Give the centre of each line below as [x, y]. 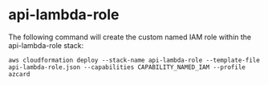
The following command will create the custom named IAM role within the [130, 37]
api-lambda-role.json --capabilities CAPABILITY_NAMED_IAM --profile [127, 67]
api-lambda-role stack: [46, 45]
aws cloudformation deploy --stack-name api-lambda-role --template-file [134, 60]
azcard [19, 74]
